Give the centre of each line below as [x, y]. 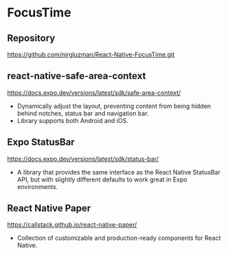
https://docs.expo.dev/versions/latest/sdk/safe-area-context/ [94, 92]
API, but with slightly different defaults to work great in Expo [102, 179]
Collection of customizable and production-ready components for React [119, 238]
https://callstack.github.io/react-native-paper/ [72, 225]
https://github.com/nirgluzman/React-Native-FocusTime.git [91, 54]
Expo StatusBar [41, 142]
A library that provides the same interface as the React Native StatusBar [119, 172]
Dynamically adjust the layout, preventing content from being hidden [114, 106]
